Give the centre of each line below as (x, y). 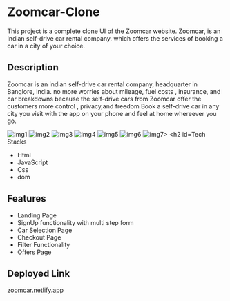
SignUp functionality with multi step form (75, 222)
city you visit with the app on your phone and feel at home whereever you (112, 113)
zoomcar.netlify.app (36, 290)
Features (27, 198)
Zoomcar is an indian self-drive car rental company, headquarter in (103, 84)
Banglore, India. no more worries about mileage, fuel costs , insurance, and (114, 91)
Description (33, 67)
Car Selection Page (45, 230)
